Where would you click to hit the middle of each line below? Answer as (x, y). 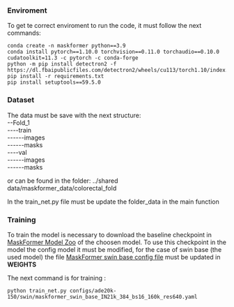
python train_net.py (37, 291)
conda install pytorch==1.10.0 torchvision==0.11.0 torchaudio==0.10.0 (113, 52)
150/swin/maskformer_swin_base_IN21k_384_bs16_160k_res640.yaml (102, 297)
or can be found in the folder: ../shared (63, 181)
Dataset (21, 100)
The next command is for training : (57, 278)
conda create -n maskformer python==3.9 (67, 46)
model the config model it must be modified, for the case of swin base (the (115, 249)
